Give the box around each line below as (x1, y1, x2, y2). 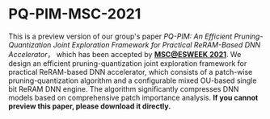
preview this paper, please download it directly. (8, 101, 171, 111)
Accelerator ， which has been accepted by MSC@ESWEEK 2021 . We (8, 49, 242, 59)
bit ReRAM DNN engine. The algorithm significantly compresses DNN (8, 84, 239, 93)
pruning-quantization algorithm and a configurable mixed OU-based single (8, 76, 257, 85)
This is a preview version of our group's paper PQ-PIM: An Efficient (8, 31, 233, 41)
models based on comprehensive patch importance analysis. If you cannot (8, 92, 259, 102)
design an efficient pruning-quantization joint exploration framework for (8, 58, 247, 68)
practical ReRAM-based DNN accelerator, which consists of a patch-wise (8, 67, 253, 76)
